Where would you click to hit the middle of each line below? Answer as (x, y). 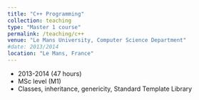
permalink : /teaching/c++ (46, 34)
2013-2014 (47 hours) (50, 73)
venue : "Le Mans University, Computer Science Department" (97, 40)
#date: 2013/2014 (33, 47)
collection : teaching (40, 21)
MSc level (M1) (40, 81)
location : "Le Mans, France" (51, 54)
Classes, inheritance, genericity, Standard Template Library (105, 89)
